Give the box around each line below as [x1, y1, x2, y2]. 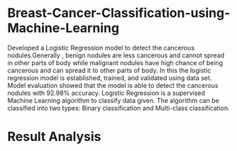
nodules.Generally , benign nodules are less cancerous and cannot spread [7, 51, 225, 60]
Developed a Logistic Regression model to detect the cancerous [7, 43, 195, 52]
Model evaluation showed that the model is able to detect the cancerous [7, 81, 219, 89]
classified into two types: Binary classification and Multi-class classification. [7, 104, 230, 112]
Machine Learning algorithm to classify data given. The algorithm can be [7, 96, 220, 104]
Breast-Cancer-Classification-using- [7, 5, 231, 21]
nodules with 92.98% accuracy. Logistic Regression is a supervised [7, 89, 206, 97]
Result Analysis [7, 129, 101, 145]
